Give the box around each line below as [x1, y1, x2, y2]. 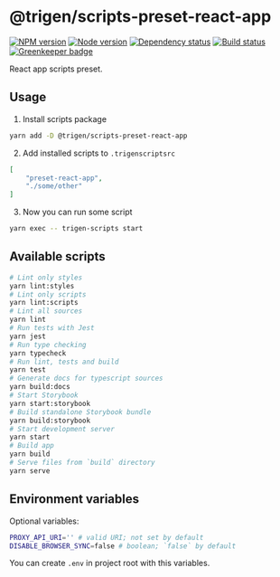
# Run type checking [9, 340, 88, 349]
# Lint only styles [9, 273, 83, 282]
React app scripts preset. [9, 63, 103, 74]
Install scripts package [22, 113, 107, 124]
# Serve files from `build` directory [9, 459, 155, 468]
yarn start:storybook [9, 399, 91, 408]
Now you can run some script [22, 206, 133, 218]
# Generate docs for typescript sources [9, 374, 164, 383]
